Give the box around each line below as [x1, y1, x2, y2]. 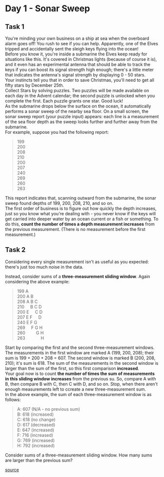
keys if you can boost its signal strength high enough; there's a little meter [5, 67, 154, 73]
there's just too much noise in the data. [5, 264, 84, 270]
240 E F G [17, 319, 38, 325]
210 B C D [17, 303, 42, 309]
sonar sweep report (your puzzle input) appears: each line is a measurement [5, 114, 159, 119]
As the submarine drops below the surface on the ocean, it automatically [5, 103, 151, 109]
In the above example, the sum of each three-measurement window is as [5, 391, 152, 397]
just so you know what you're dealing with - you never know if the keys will [5, 211, 156, 216]
